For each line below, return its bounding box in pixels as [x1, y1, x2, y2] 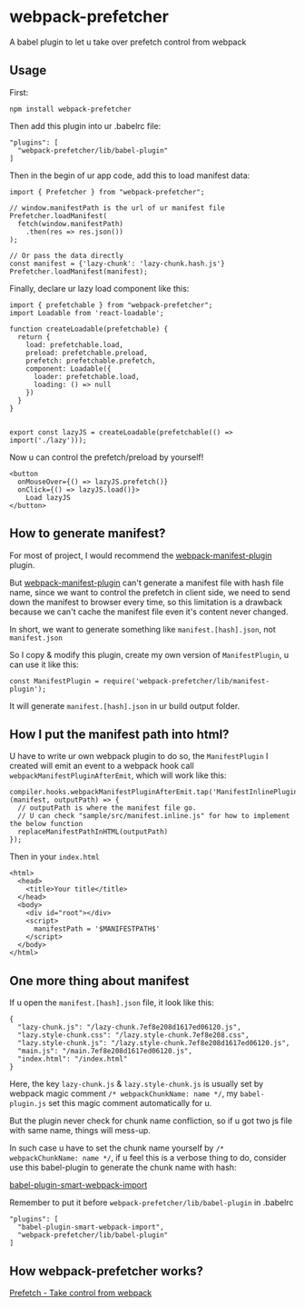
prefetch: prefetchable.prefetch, [25, 356, 156, 365]
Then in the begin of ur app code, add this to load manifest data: [9, 170, 251, 181]
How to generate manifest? [9, 525, 166, 542]
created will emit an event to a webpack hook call [9, 761, 194, 772]
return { [17, 332, 51, 342]
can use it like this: [9, 659, 79, 670]
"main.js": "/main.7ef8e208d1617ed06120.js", [17, 1047, 193, 1056]
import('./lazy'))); [9, 435, 88, 444]
